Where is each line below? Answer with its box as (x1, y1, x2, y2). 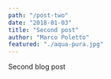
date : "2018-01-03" (8, 19, 72, 27)
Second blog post (8, 62, 66, 71)
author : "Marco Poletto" (8, 33, 90, 41)
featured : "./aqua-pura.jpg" (8, 41, 104, 48)
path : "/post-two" (8, 11, 68, 20)
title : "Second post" (8, 26, 80, 34)
